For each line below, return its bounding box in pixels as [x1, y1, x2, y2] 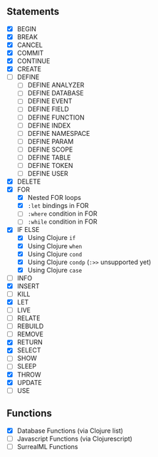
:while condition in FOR [27, 217, 98, 226]
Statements [6, 6, 60, 18]
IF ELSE [16, 226, 40, 234]
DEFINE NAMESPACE [27, 129, 90, 137]
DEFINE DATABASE [27, 89, 84, 98]
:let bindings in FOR [27, 201, 90, 210]
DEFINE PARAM [27, 137, 74, 145]
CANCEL [16, 41, 43, 49]
